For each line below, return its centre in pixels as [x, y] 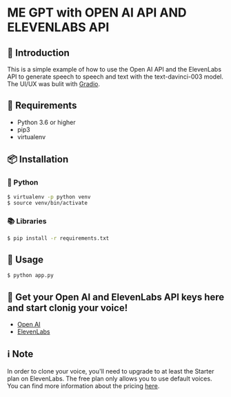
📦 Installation [38, 160]
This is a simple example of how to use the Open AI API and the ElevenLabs [114, 69]
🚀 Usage [25, 259]
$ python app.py [30, 276]
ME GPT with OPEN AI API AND [97, 13]
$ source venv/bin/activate [48, 203]
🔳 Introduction [39, 53]
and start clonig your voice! [68, 308]
